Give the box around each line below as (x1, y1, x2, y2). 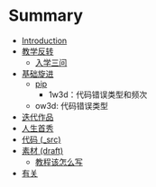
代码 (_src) (21, 134, 61, 145)
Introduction (21, 35, 68, 46)
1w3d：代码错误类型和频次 (48, 89, 148, 100)
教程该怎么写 (34, 156, 83, 167)
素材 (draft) (21, 145, 64, 156)
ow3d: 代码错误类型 (34, 100, 109, 111)
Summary (8, 5, 83, 26)
